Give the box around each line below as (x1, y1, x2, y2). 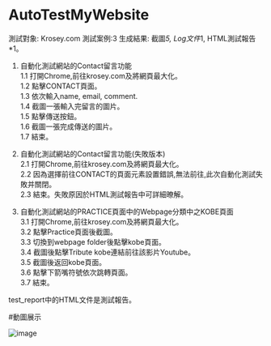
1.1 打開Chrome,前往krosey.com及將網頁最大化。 (19, 70, 182, 80)
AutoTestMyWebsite (8, 6, 150, 24)
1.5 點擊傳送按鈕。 (19, 111, 82, 121)
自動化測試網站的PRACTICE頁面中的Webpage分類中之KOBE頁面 (19, 207, 234, 216)
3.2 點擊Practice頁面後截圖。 (19, 227, 117, 237)
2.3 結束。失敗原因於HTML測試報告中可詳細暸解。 (19, 189, 188, 199)
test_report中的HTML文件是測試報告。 (8, 294, 136, 305)
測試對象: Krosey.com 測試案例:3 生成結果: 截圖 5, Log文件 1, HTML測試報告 (8, 33, 256, 43)
